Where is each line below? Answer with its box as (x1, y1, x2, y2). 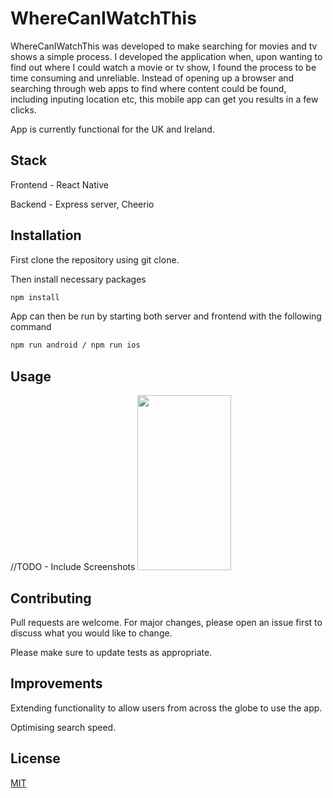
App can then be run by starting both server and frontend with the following (10, 310, 322, 322)
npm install (10, 292, 60, 302)
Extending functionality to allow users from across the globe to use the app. (10, 702, 323, 714)
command (10, 321, 52, 333)
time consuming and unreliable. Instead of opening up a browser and (10, 72, 295, 84)
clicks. (10, 103, 37, 116)
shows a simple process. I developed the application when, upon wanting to (10, 50, 323, 62)
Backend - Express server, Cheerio (10, 198, 155, 210)
